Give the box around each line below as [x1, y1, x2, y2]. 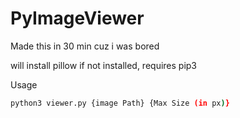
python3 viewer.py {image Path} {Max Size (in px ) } [10, 98, 230, 108]
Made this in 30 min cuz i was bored [10, 40, 160, 52]
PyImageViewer [10, 7, 145, 30]
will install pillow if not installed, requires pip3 [10, 59, 198, 71]
